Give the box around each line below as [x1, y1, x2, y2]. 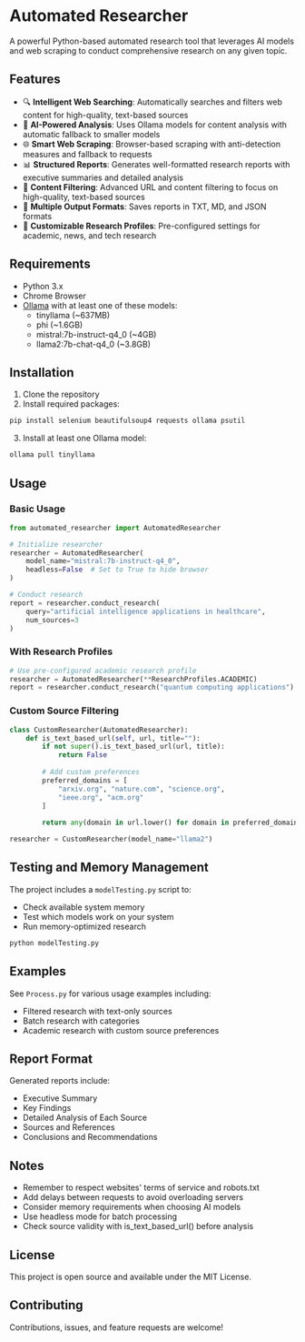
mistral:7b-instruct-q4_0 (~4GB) [35, 328, 157, 339]
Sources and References [22, 1122, 115, 1133]
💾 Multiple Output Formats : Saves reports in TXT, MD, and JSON [22, 201, 267, 212]
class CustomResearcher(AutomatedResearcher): [9, 725, 189, 734]
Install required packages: [22, 399, 120, 409]
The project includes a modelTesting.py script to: [9, 883, 192, 894]
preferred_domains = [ [42, 775, 128, 785]
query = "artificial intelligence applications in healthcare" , [25, 607, 266, 616]
